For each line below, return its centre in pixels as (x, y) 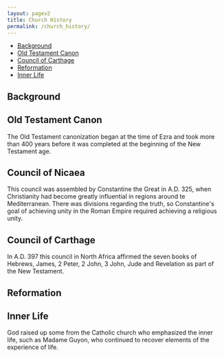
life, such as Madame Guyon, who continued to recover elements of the (108, 340)
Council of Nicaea (46, 172)
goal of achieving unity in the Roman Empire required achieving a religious (112, 211)
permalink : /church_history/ (49, 26)
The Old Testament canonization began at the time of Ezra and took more (111, 136)
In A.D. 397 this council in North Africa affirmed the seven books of (102, 257)
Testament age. (29, 151)
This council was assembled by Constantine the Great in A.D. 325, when (109, 189)
